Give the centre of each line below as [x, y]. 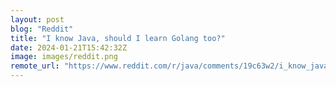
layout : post [37, 19]
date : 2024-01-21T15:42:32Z [69, 47]
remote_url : [35, 66]
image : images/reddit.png [64, 57]
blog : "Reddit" [42, 29]
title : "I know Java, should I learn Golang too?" [118, 38]
